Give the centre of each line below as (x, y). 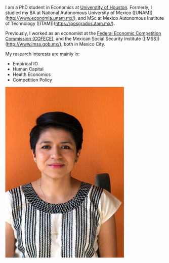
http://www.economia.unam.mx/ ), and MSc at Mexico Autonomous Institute (86, 18)
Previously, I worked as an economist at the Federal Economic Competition (83, 33)
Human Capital (28, 69)
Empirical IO (25, 64)
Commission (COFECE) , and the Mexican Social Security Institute (73, 39)
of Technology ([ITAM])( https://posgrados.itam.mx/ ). (60, 23)
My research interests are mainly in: (43, 54)
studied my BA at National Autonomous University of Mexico (68, 13)
